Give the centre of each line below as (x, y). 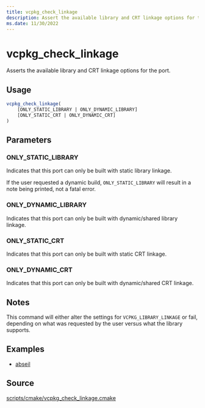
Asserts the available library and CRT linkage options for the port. (88, 70)
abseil (23, 364)
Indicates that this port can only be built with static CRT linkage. (86, 254)
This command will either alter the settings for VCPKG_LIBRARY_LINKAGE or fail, (102, 317)
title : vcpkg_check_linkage (42, 12)
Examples (25, 349)
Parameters (29, 140)
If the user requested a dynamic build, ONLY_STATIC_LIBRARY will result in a (99, 183)
